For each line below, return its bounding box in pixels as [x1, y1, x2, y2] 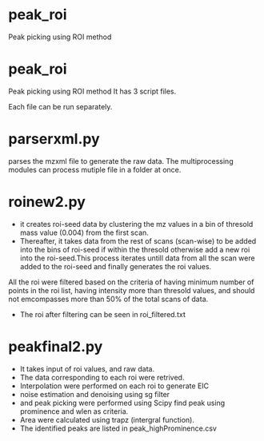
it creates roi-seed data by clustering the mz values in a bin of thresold [19, 219, 254, 228]
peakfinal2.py [8, 337, 103, 356]
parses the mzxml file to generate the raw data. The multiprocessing [8, 156, 234, 165]
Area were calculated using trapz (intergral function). [19, 415, 194, 424]
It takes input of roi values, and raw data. [19, 364, 154, 373]
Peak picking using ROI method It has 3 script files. [8, 86, 177, 96]
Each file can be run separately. [8, 101, 113, 111]
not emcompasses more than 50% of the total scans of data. [8, 294, 209, 304]
